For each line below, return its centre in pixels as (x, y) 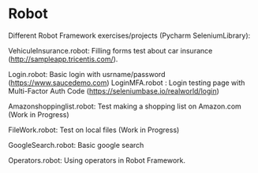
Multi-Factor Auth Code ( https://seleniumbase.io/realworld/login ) (114, 90)
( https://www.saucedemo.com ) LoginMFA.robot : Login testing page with (127, 83)
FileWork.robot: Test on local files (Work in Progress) (94, 130)
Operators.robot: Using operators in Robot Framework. (97, 160)
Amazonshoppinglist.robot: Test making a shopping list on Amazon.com (125, 106)
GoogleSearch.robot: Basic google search (76, 145)
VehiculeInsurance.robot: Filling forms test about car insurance (110, 50)
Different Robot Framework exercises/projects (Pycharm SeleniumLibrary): (129, 35)
